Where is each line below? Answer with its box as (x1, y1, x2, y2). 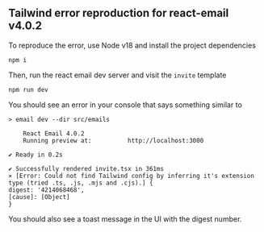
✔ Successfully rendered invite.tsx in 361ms (8, 164, 164, 172)
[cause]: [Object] (8, 193, 70, 201)
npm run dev (8, 85, 48, 93)
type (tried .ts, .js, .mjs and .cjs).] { (8, 179, 153, 187)
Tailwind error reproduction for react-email (8, 6, 229, 20)
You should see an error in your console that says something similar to (8, 100, 242, 110)
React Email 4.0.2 (23, 129, 85, 138)
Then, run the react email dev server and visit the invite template (8, 70, 227, 80)
